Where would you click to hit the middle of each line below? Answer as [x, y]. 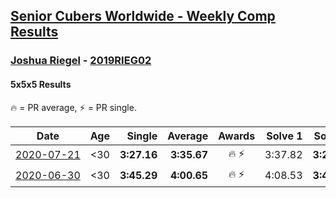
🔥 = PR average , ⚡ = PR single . [73, 107]
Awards [237, 136]
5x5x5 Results [41, 84]
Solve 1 [284, 136]
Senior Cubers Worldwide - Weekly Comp [143, 16]
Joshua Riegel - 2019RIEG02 [81, 61]
